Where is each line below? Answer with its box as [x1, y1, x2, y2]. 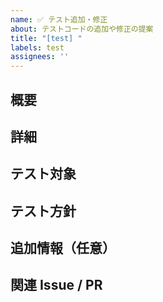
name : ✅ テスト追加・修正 [10, 14, 108, 25]
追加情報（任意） [10, 240, 116, 257]
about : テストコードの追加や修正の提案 [10, 24, 154, 34]
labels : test [10, 42, 65, 53]
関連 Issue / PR [10, 277, 103, 294]
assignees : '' [10, 52, 70, 62]
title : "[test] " [10, 33, 83, 43]
